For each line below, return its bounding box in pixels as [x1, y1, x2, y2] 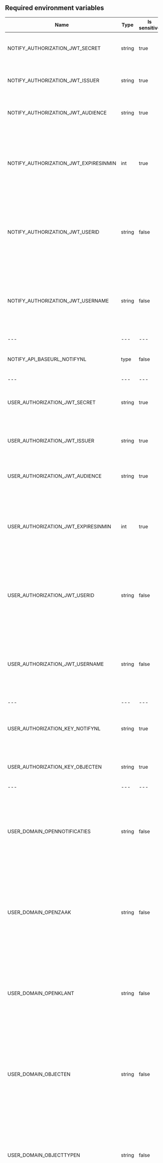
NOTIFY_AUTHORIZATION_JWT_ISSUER [7, 77, 99, 84]
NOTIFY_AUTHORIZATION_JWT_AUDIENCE [7, 109, 107, 116]
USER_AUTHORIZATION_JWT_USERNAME [7, 661, 104, 667]
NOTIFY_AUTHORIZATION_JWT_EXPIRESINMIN [7, 160, 116, 166]
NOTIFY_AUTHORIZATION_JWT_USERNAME [7, 297, 109, 304]
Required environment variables [5, 4, 104, 12]
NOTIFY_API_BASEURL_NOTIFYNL [7, 355, 86, 362]
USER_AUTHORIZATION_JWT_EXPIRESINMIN [7, 523, 112, 530]
